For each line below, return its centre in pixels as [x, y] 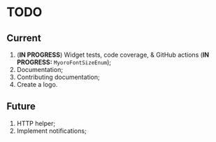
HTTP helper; [36, 123]
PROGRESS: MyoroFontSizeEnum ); [64, 62]
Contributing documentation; [58, 77]
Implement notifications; [51, 131]
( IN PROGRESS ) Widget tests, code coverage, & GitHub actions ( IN [113, 55]
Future [21, 107]
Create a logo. [37, 84]
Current [24, 38]
